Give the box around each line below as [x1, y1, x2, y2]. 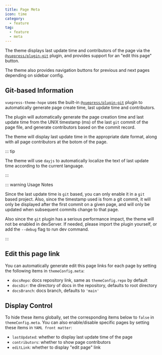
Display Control [5, 302, 53, 310]
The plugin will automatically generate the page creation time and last [5, 114, 144, 119]
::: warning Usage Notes [5, 182, 53, 187]
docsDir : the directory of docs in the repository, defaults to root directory [12, 282, 157, 288]
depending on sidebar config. [5, 72, 64, 78]
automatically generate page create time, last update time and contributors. [5, 104, 156, 110]
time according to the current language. [5, 163, 84, 169]
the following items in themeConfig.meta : [5, 268, 85, 273]
